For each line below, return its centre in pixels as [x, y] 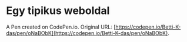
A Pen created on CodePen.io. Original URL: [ [61, 27]
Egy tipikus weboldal [58, 11]
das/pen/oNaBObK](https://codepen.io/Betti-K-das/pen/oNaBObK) [87, 33]
